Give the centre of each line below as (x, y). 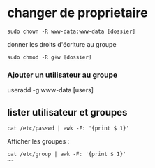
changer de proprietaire (77, 13)
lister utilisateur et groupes (67, 112)
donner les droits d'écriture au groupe (62, 44)
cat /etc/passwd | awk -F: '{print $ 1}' (68, 128)
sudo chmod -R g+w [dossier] (50, 57)
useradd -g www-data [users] (51, 90)
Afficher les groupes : (38, 141)
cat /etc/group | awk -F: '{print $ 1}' (67, 154)
